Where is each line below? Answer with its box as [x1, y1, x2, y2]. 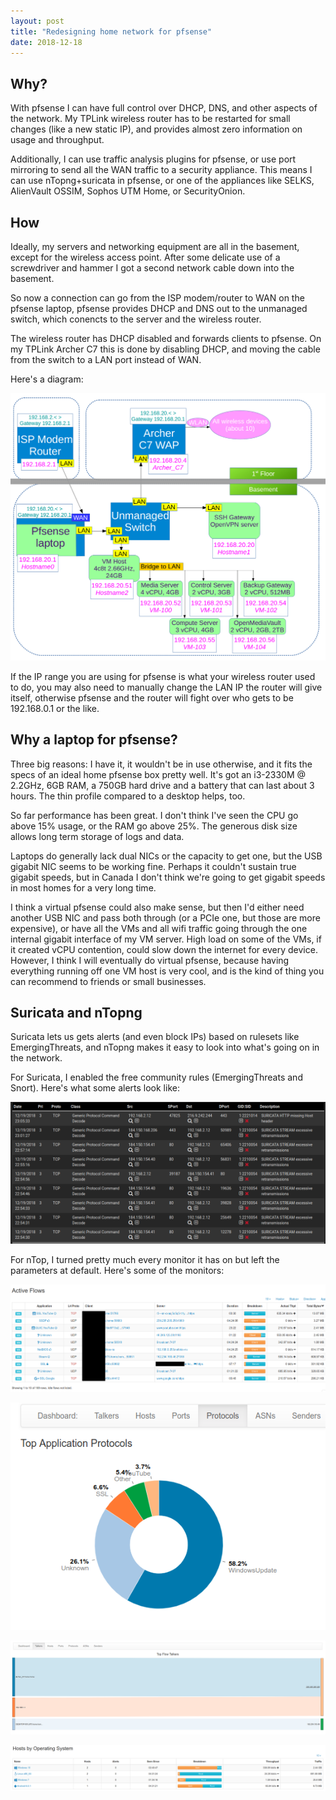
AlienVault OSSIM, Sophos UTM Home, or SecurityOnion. [10, 185, 246, 197]
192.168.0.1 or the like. [10, 702, 100, 714]
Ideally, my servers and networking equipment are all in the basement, [10, 241, 300, 252]
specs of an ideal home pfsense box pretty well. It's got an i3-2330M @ [10, 768, 307, 780]
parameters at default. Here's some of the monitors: [10, 1264, 225, 1276]
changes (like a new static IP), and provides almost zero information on [10, 123, 303, 135]
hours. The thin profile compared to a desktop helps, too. [10, 790, 246, 802]
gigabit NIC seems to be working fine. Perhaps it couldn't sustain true [10, 860, 297, 872]
